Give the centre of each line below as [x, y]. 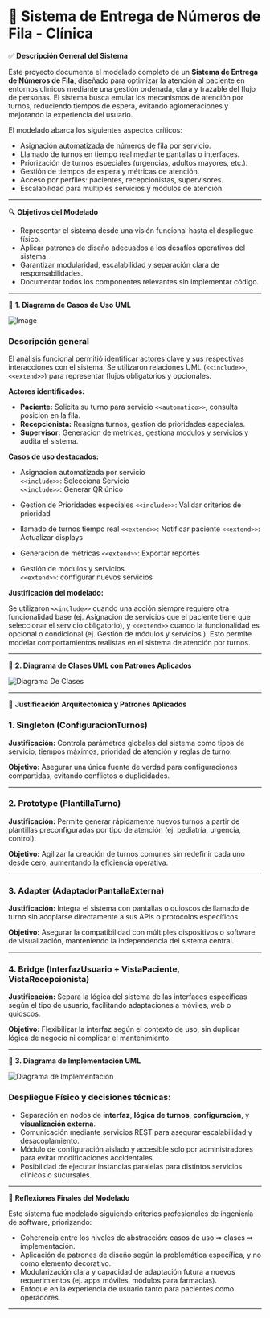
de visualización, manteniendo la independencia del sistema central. [121, 941]
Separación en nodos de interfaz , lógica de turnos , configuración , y [135, 1115]
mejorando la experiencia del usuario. [71, 114]
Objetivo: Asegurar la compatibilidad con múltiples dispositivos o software [132, 932]
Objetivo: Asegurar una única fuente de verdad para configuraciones [123, 767]
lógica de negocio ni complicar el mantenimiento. [90, 1038]
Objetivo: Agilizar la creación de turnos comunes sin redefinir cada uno [127, 853]
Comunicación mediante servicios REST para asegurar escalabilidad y [136, 1132]
